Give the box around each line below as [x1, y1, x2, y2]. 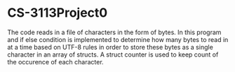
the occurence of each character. [7, 57, 104, 66]
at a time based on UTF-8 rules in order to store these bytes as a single [7, 43, 214, 51]
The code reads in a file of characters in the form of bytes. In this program [7, 28, 222, 36]
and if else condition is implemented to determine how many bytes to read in [7, 35, 229, 43]
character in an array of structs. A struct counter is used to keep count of [7, 50, 219, 59]
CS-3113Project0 [7, 5, 108, 21]
